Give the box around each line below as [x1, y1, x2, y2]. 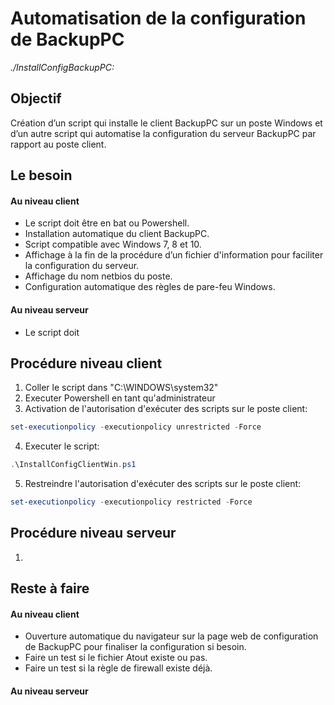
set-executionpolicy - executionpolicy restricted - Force [10, 497, 253, 507]
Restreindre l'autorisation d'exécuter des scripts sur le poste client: [24, 478, 302, 490]
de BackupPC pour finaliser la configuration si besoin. [24, 641, 247, 653]
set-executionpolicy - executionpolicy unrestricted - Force [10, 422, 262, 432]
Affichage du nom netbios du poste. [24, 270, 173, 282]
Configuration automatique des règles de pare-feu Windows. [24, 281, 276, 293]
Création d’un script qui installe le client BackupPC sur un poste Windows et [10, 117, 323, 129]
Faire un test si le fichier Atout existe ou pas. [24, 652, 208, 664]
